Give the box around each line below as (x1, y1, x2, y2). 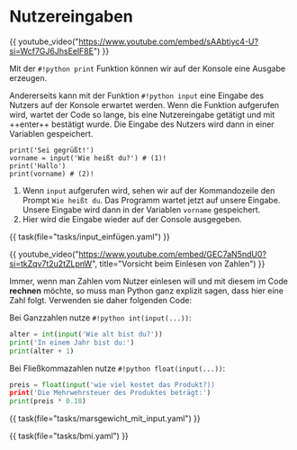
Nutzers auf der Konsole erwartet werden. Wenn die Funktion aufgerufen (9, 99, 280, 110)
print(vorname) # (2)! (9, 169, 94, 178)
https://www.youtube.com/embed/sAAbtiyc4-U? (78, 36, 259, 47)
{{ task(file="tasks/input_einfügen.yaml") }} (9, 231, 171, 242)
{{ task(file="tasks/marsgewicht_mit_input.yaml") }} (9, 413, 201, 424)
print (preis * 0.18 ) (9, 397, 87, 406)
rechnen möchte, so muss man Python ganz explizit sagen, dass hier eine (9, 285, 283, 296)
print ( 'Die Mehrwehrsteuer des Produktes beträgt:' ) (9, 389, 211, 398)
